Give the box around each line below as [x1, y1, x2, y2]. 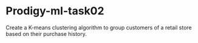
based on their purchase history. [5, 30, 87, 37]
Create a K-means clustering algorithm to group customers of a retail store [5, 24, 192, 31]
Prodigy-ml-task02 [5, 4, 104, 18]
